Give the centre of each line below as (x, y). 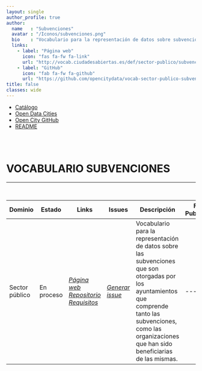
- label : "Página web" (45, 51)
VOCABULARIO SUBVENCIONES (88, 169)
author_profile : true (33, 17)
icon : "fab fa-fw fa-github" (59, 73)
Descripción (158, 209)
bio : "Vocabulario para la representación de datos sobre (91, 40)
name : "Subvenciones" (43, 29)
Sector (19, 287)
